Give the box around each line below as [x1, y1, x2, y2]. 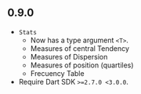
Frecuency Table [30, 68, 85, 78]
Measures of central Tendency [30, 43, 130, 53]
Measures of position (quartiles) [30, 60, 134, 70]
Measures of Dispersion [30, 52, 108, 61]
